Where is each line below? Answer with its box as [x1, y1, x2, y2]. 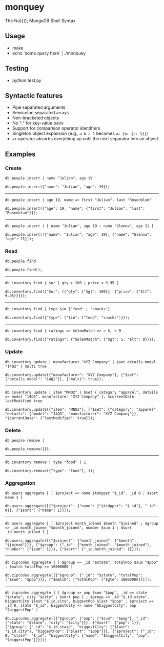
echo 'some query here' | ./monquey [12, 50, 86, 56]
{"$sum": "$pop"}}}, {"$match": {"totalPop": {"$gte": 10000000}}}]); [5, 577, 152, 582]
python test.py [12, 77, 41, 83]
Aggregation [5, 479, 36, 486]
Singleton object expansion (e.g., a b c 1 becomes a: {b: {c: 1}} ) [12, 130, 148, 136]
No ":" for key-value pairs [12, 120, 64, 126]
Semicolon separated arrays [12, 110, 69, 116]
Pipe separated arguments [12, 104, 66, 110]
